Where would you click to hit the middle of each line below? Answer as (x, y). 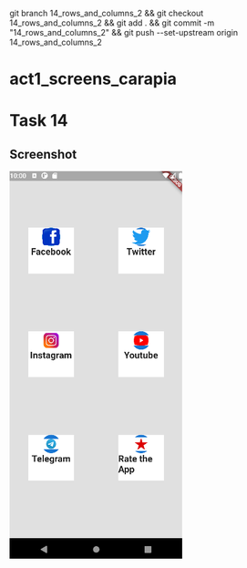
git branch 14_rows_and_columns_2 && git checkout (107, 13)
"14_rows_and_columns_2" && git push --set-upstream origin (124, 32)
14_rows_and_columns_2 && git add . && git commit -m (112, 23)
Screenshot (43, 154)
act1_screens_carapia (93, 79)
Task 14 (39, 121)
